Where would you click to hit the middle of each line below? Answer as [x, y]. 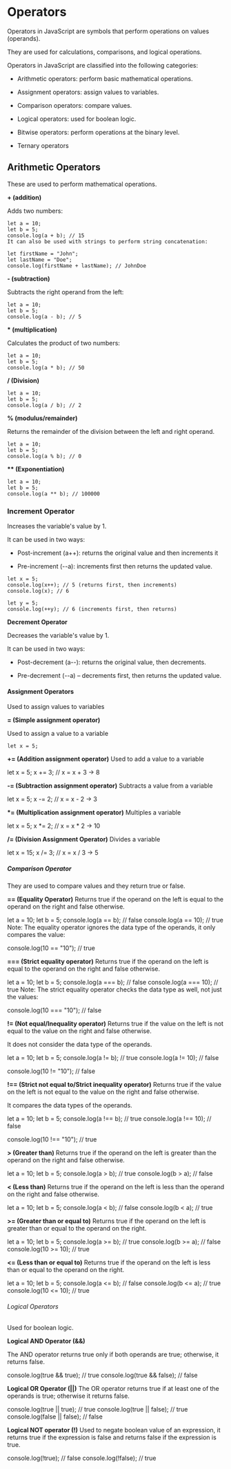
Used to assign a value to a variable [58, 734]
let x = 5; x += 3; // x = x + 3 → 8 [53, 773]
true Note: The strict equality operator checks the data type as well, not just [114, 989]
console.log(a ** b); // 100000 [53, 494]
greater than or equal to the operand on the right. [77, 1229]
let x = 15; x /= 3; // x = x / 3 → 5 [53, 853]
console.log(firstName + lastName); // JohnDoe [77, 266]
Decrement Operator [37, 622]
